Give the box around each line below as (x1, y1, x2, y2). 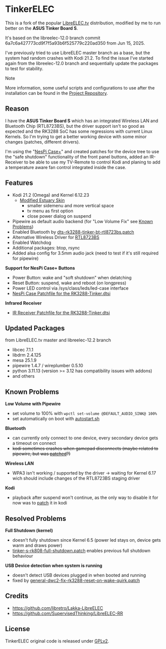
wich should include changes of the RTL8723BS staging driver (12, 476, 140, 482)
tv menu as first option (27, 208, 73, 214)
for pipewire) (12, 255, 39, 261)
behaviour (12, 553, 33, 559)
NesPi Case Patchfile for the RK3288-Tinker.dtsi (12, 290, 111, 296)
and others (12, 373, 35, 379)
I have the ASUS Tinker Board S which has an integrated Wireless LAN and (5, 118, 159, 124)
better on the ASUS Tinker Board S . (5, 25, 78, 31)
